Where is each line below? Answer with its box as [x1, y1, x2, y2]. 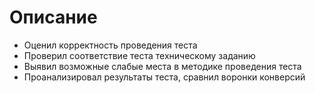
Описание [9, 6, 98, 29]
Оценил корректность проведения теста [23, 39, 198, 51]
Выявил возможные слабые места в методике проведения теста [23, 60, 302, 72]
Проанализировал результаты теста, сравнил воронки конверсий [23, 71, 306, 83]
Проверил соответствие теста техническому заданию [23, 49, 256, 61]
